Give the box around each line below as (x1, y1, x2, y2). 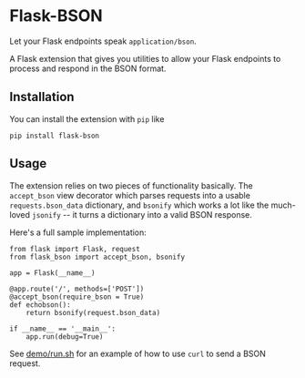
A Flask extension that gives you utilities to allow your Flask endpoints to (9, 53, 281, 64)
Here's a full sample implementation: (9, 227, 147, 238)
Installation (9, 89, 75, 105)
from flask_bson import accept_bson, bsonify (9, 252, 185, 261)
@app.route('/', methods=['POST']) (9, 284, 145, 293)
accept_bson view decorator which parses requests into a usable (9, 189, 250, 200)
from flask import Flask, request (9, 244, 141, 253)
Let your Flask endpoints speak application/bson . (9, 36, 198, 46)
